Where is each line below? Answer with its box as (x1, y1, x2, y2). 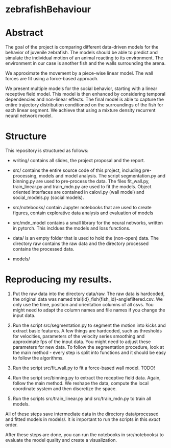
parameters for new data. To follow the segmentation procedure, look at (12, 344, 164, 350)
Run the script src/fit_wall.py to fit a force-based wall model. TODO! (12, 365, 155, 371)
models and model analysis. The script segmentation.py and (38, 173, 166, 179)
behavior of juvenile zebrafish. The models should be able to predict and (5, 50, 158, 56)
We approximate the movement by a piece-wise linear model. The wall (5, 70, 153, 76)
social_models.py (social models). (12, 194, 84, 200)
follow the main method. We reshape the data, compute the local (12, 380, 149, 386)
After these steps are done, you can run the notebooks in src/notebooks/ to (5, 432, 164, 438)
